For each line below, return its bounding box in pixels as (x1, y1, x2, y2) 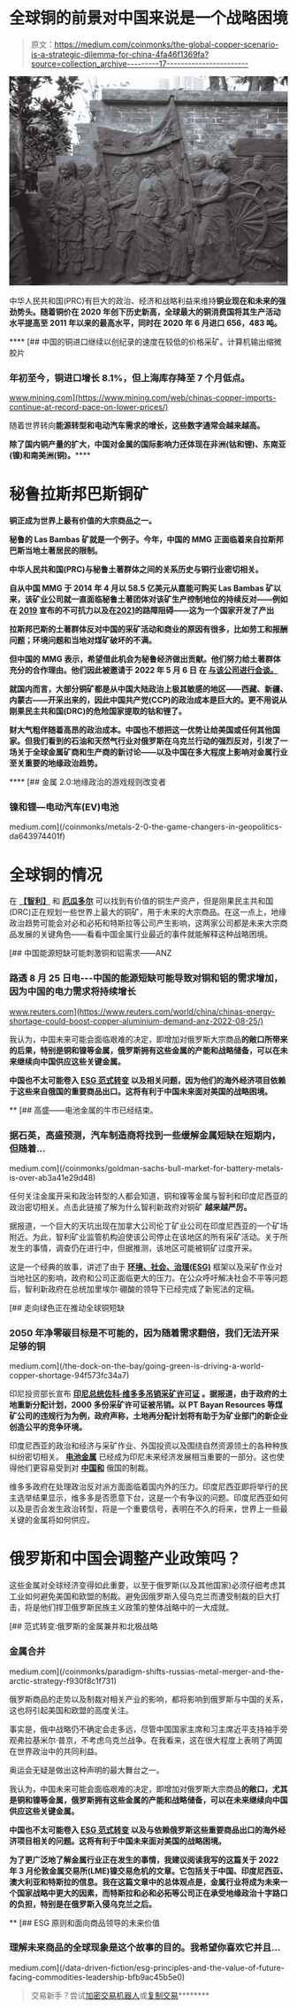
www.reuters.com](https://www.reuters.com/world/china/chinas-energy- (9, 1006, 276, 1017)
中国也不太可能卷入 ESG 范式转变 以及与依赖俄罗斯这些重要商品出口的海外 (9, 1824, 278, 1834)
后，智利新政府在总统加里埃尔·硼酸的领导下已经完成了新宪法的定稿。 (9, 1284, 260, 1294)
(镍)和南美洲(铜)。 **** (9, 450, 91, 461)
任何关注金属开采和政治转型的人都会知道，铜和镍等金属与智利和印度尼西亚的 (9, 1191, 288, 1201)
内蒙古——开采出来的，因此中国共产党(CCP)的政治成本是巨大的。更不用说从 (9, 694, 287, 705)
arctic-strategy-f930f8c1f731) (9, 1675, 118, 1686)
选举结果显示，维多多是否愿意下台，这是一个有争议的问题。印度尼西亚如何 (16, 1493, 288, 1503)
